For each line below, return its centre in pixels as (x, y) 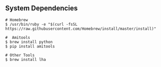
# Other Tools (20, 55)
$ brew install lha (26, 59)
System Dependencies (42, 8)
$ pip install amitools (30, 46)
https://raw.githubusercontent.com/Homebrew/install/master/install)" (81, 29)
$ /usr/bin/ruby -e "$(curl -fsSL (42, 24)
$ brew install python (29, 42)
